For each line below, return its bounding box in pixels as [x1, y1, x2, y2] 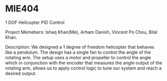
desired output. [5, 70, 36, 76]
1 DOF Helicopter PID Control [5, 19, 65, 25]
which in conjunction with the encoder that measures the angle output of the [5, 60, 163, 66]
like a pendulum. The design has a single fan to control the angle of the [5, 49, 151, 55]
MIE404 [5, 3, 39, 14]
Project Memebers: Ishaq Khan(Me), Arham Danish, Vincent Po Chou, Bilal [5, 29, 158, 35]
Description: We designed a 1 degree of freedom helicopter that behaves [5, 44, 155, 50]
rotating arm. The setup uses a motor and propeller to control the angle [5, 54, 151, 60]
